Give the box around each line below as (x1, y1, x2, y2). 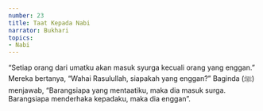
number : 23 (8, 11, 44, 20)
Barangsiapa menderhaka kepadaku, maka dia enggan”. (8, 94, 191, 104)
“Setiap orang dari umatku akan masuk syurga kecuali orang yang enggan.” (8, 63, 256, 72)
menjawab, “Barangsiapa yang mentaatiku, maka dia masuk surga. (8, 86, 226, 95)
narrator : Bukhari (8, 26, 69, 34)
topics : (8, 33, 34, 42)
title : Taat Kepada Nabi (8, 19, 91, 27)
